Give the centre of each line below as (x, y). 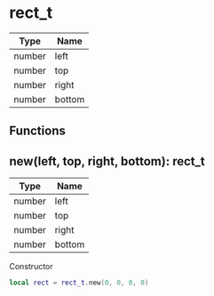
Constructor (31, 267)
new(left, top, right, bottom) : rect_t (107, 161)
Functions (38, 131)
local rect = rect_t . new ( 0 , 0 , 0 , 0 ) (79, 283)
